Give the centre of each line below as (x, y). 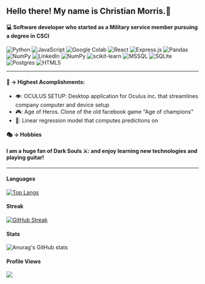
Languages (21, 179)
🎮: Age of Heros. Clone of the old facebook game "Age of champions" (104, 112)
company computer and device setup (62, 105)
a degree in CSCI (28, 36)
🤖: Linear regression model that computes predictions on (87, 120)
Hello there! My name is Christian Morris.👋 (89, 11)
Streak (15, 206)
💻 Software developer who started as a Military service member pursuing (102, 27)
